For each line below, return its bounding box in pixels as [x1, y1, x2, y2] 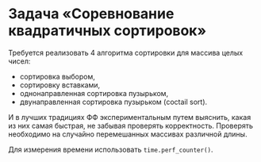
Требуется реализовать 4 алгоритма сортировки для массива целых [8, 48, 244, 57]
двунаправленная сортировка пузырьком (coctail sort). [19, 97, 208, 106]
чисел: [8, 56, 31, 66]
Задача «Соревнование [8, 5, 175, 23]
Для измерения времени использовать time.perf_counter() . [8, 145, 213, 154]
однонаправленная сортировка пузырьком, [19, 88, 169, 98]
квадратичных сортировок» [8, 21, 207, 40]
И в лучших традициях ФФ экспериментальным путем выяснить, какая [8, 112, 251, 121]
